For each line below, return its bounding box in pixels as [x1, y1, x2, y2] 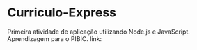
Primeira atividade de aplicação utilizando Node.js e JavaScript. [7, 27, 190, 36]
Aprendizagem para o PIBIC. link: [7, 34, 102, 42]
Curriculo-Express [7, 5, 117, 21]
